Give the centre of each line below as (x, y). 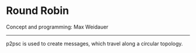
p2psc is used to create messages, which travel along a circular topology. (94, 43)
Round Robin (38, 11)
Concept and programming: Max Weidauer (57, 27)
